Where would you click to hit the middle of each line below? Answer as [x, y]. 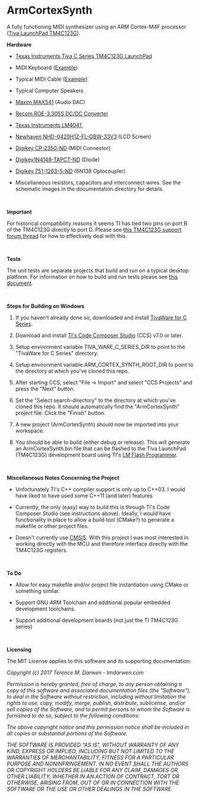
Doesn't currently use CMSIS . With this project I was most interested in [102, 537]
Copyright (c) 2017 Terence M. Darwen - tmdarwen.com [75, 672]
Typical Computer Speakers [49, 90]
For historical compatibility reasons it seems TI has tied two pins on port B [97, 223]
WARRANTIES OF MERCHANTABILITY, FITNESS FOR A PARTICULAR [90, 757]
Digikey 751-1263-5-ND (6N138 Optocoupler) [70, 171]
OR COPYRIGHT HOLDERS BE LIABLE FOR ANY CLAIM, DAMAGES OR [92, 770]
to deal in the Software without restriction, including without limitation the [96, 696]
